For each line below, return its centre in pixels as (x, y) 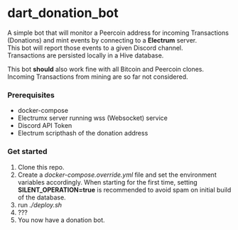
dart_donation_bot (63, 13)
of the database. (42, 197)
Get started (27, 152)
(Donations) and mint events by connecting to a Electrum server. (102, 40)
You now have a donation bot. (61, 220)
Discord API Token (45, 126)
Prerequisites (31, 95)
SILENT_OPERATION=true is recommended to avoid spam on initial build (124, 190)
